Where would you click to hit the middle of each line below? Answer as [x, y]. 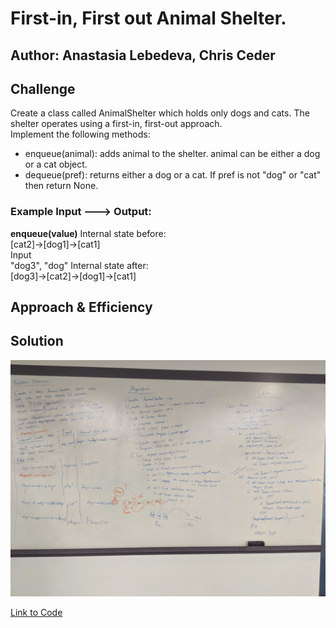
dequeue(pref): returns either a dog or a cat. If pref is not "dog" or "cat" [173, 175]
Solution [37, 341]
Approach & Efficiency [81, 307]
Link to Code [36, 612]
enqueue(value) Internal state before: [88, 233]
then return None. [61, 186]
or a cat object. [56, 164]
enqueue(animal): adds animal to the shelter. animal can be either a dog [172, 154]
